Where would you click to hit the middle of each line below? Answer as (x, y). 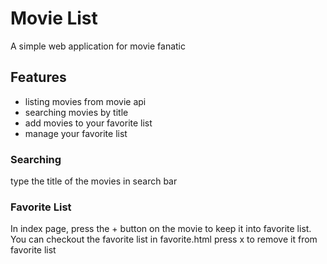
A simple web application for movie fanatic (98, 46)
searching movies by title (76, 112)
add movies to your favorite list (88, 123)
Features (38, 77)
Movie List (54, 18)
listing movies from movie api (85, 101)
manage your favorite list (76, 133)
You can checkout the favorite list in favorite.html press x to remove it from (164, 239)
